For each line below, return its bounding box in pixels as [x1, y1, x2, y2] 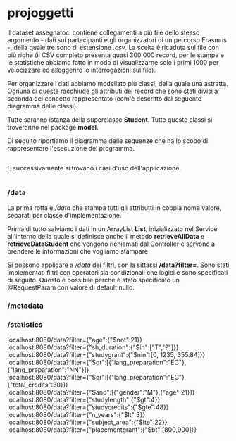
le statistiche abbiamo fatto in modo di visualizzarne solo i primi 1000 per [7, 58, 219, 66]
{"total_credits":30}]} [7, 380, 68, 389]
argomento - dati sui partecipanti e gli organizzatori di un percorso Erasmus [7, 35, 228, 44]
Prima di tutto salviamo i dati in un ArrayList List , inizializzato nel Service [7, 225, 218, 233]
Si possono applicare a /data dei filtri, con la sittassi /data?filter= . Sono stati [7, 261, 230, 269]
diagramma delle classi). [7, 101, 79, 110]
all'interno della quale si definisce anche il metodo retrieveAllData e [7, 232, 205, 241]
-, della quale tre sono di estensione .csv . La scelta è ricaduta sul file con [7, 43, 220, 51]
